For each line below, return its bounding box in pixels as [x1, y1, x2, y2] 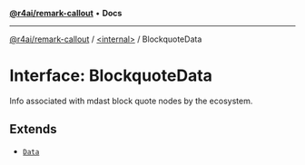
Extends [9, 121, 57, 137]
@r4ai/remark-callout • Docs [9, 8, 123, 18]
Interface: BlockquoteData [9, 65, 213, 86]
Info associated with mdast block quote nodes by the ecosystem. [9, 95, 253, 106]
